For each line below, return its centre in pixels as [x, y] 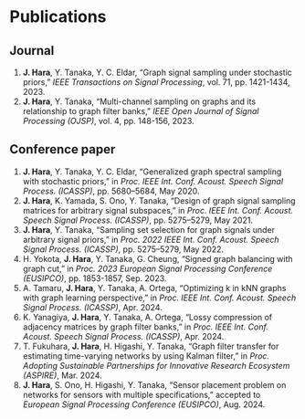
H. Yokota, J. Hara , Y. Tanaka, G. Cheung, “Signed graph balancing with [158, 258]
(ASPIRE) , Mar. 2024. [62, 375]
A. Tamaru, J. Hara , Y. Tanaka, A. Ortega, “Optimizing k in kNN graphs [154, 288]
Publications [58, 17]
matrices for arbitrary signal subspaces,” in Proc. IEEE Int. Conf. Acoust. [158, 210]
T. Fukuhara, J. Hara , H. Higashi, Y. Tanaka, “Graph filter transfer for [151, 346]
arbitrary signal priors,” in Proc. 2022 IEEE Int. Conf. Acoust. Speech [151, 239]
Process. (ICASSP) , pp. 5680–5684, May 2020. [111, 191]
